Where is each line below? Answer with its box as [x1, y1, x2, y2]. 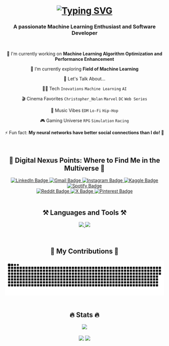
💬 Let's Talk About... [63, 76, 106, 82]
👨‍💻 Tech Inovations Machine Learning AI [42, 86, 127, 92]
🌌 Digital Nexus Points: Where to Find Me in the [9, 156, 160, 165]
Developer [71, 29, 98, 36]
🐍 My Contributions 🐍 [50, 247, 119, 255]
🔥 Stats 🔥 [69, 311, 100, 319]
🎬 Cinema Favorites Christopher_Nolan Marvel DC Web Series [21, 96, 148, 102]
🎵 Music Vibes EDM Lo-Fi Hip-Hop [51, 107, 118, 113]
